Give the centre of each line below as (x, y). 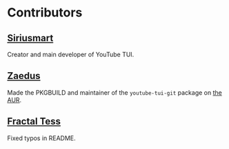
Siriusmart (30, 38)
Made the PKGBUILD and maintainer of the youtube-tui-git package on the (114, 92)
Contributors (45, 13)
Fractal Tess (34, 122)
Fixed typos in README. (41, 138)
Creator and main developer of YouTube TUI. (71, 54)
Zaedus (24, 76)
